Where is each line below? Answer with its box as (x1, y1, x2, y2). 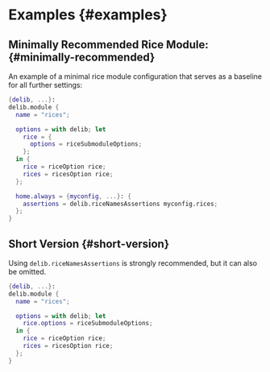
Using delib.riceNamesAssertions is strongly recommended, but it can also (8, 258, 258, 267)
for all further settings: (8, 81, 83, 89)
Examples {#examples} (8, 6, 168, 24)
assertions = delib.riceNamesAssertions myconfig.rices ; (23, 200, 218, 208)
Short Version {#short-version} (8, 237, 169, 250)
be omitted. (8, 267, 47, 276)
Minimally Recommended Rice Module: (8, 38, 210, 52)
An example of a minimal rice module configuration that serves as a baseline (8, 72, 263, 81)
